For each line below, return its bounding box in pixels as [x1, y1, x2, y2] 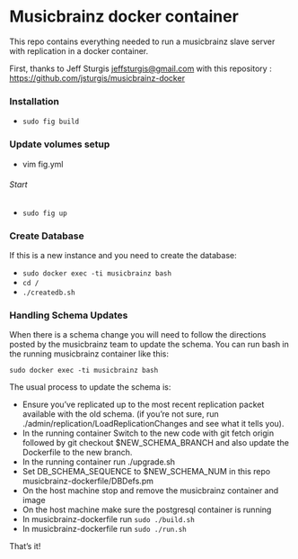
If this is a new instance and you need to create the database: [9, 250, 238, 261]
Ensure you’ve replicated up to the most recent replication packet [22, 399, 265, 410]
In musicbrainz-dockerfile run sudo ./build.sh [22, 514, 195, 525]
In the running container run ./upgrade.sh [22, 456, 176, 467]
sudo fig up [22, 209, 67, 218]
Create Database [9, 230, 84, 242]
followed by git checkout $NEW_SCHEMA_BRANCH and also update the [22, 437, 290, 448]
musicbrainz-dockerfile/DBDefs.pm [22, 475, 154, 487]
